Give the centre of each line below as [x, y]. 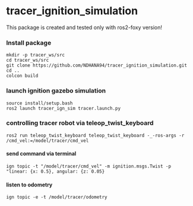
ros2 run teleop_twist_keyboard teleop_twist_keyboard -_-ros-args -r [95, 135]
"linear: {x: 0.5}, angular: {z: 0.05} [56, 172]
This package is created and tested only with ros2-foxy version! [84, 27]
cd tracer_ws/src [28, 61]
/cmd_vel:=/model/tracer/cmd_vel [48, 141]
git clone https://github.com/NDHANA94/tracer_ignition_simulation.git [96, 66]
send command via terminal [41, 154]
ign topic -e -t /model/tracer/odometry [57, 197]
